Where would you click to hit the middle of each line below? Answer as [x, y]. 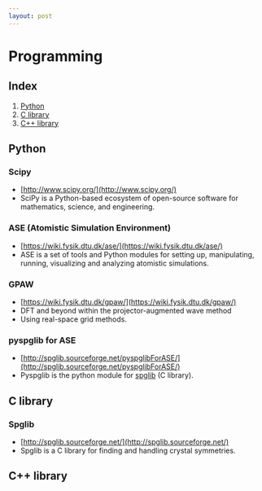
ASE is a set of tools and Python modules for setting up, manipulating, [137, 254]
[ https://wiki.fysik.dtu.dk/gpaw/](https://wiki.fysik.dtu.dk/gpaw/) [128, 301]
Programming [56, 56]
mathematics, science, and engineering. [87, 207]
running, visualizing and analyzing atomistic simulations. [114, 263]
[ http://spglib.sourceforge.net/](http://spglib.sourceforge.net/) [124, 441]
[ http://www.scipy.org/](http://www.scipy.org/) [98, 190]
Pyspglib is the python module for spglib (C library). [107, 375]
